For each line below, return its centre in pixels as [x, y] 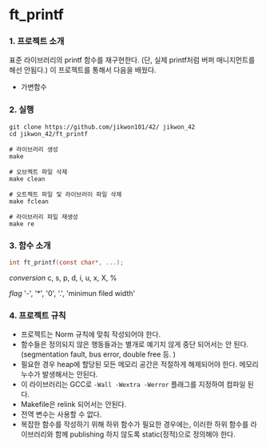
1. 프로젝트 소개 [37, 42]
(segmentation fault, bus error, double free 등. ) [98, 354]
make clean [27, 179]
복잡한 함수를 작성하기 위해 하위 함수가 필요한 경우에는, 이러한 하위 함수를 [135, 425]
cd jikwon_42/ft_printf [49, 134]
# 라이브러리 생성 [34, 150]
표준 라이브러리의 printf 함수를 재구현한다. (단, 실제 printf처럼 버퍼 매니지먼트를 [132, 60]
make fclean [29, 202]
